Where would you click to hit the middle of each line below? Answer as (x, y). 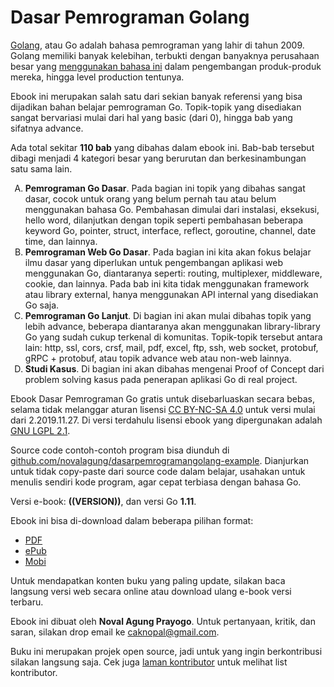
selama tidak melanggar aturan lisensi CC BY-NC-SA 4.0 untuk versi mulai (163, 409)
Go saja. (42, 305)
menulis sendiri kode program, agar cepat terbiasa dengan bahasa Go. (156, 482)
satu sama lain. (41, 168)
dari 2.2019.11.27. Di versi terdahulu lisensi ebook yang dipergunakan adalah (166, 420)
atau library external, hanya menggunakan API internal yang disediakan (171, 294)
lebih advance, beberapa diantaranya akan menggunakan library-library (172, 326)
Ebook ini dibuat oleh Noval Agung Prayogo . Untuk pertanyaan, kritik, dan (163, 621)
